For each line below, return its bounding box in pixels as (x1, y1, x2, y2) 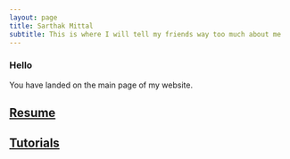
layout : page (9, 13, 58, 22)
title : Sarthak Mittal (9, 21, 94, 30)
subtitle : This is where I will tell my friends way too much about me (9, 29, 281, 38)
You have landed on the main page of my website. (9, 79, 194, 90)
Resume (9, 105, 56, 121)
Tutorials (9, 136, 60, 151)
